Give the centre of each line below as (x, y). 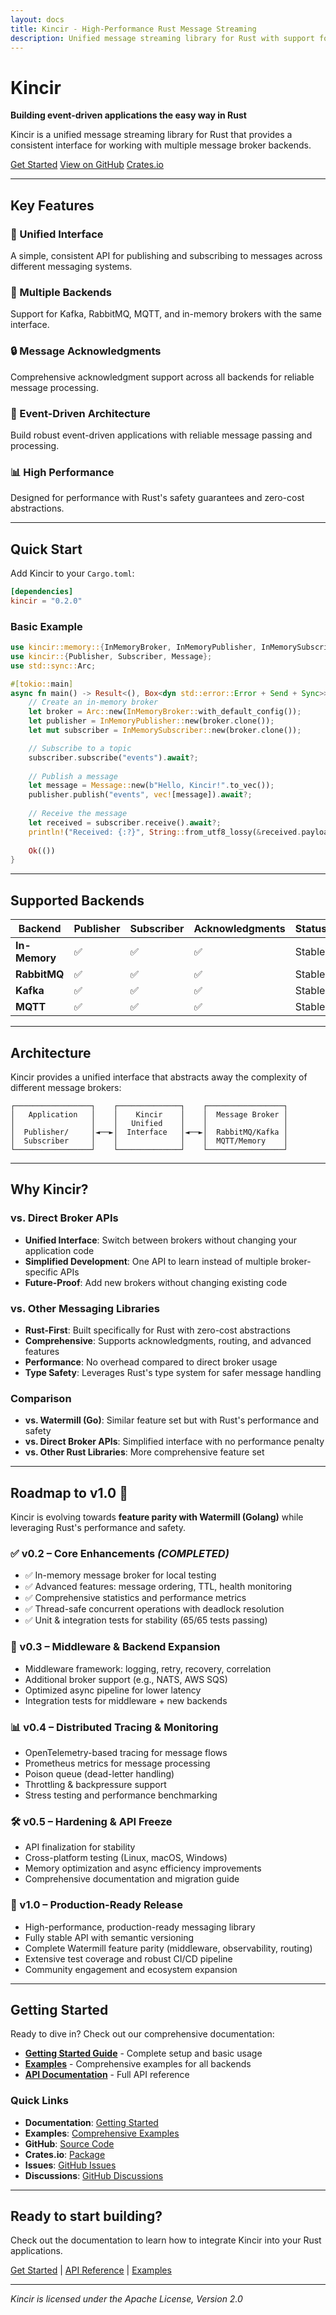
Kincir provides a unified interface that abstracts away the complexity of (159, 1077)
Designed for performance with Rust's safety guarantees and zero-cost (157, 498)
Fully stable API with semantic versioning (109, 1937)
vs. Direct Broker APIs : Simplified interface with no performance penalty (174, 1442)
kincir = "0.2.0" (46, 601)
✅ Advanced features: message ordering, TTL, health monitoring (158, 1587)
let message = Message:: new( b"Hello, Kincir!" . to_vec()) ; (151, 786)
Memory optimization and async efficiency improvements (143, 1868)
